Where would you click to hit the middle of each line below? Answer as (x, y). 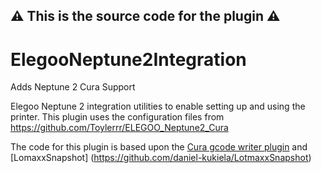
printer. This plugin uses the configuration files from (117, 117)
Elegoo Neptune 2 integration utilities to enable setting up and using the (158, 106)
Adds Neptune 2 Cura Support (73, 87)
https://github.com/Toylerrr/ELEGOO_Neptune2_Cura (119, 128)
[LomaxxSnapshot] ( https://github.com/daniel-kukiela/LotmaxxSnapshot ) (161, 158)
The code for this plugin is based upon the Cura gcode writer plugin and (159, 147)
